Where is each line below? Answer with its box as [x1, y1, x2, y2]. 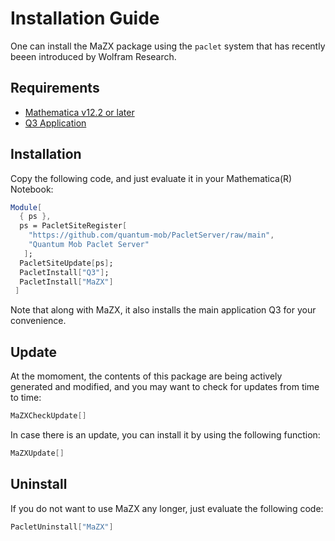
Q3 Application [24, 117, 87, 129]
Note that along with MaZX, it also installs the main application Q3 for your [10, 304, 317, 316]
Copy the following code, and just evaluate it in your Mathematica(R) [10, 172, 293, 184]
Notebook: [10, 183, 54, 195]
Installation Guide [10, 7, 160, 30]
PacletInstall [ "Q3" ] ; [19, 267, 110, 277]
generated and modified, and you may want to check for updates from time [10, 381, 320, 393]
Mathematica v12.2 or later [24, 106, 135, 118]
